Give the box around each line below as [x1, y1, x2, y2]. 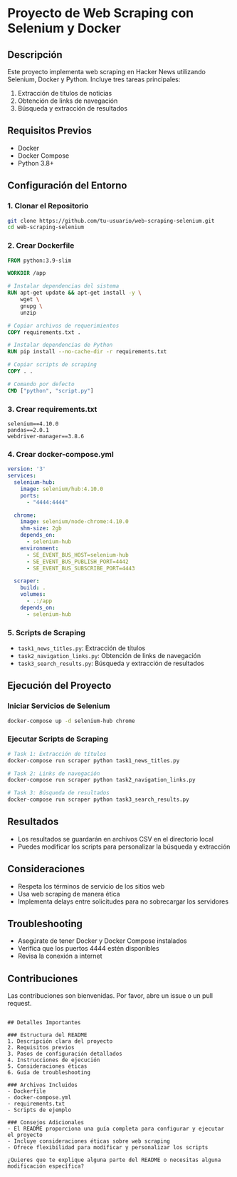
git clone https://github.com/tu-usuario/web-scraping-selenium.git [7, 217, 215, 224]
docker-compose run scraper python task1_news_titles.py [7, 757, 180, 764]
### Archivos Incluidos [7, 1081, 78, 1089]
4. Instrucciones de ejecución [7, 1056, 100, 1064]
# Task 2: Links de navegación [7, 769, 100, 777]
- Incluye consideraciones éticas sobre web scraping [7, 1138, 171, 1145]
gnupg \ [20, 302, 43, 310]
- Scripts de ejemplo [7, 1106, 72, 1114]
